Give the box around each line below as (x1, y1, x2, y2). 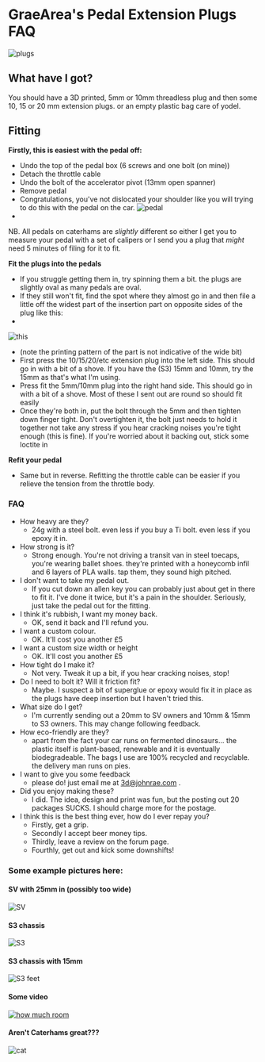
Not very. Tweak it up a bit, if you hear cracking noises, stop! (31, 668, 229, 677)
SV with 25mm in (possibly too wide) (8, 884, 132, 894)
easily (19, 397, 40, 407)
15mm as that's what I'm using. (19, 372, 121, 381)
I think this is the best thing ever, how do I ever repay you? (19, 811, 210, 821)
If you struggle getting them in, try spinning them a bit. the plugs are (19, 274, 242, 283)
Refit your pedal (8, 454, 62, 465)
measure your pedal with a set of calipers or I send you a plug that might (8, 235, 245, 244)
